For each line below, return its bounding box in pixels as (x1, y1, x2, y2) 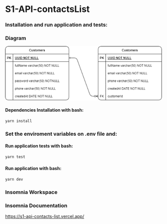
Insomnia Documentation (5, 202, 68, 209)
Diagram (5, 35, 26, 42)
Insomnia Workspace (5, 189, 58, 196)
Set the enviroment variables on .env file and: (5, 131, 117, 138)
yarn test (5, 155, 26, 160)
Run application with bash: (5, 165, 62, 171)
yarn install (5, 119, 32, 124)
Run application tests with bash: (5, 143, 73, 149)
